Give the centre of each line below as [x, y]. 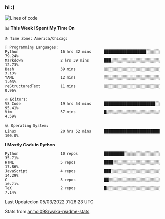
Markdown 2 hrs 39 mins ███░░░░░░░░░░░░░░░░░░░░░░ [82, 61]
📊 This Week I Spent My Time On [40, 28]
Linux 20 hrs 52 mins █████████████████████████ [82, 131]
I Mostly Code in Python [30, 145]
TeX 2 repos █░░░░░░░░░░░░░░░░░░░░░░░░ [82, 188]
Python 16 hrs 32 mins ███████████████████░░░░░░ [82, 52]
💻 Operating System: [27, 126]
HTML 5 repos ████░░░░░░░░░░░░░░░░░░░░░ [82, 163]
